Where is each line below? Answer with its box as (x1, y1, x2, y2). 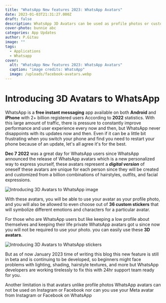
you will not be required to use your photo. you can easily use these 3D (5, 226, 150, 233)
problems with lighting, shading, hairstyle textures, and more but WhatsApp (5, 261, 159, 267)
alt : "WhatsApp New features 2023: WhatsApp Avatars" (9, 62, 123, 67)
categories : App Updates (5, 30, 56, 35)
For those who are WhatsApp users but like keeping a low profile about (5, 216, 150, 222)
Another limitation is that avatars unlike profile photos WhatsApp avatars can (5, 282, 161, 288)
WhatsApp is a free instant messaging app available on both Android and (5, 109, 157, 115)
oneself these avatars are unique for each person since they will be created (5, 166, 159, 172)
